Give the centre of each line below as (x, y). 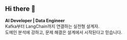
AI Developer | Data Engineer (35, 20)
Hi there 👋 (20, 9)
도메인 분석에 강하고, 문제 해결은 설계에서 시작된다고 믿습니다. (64, 32)
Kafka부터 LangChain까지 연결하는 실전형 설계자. (52, 26)
